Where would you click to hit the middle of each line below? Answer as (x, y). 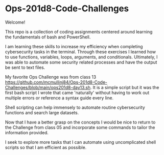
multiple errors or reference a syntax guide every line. (59, 98)
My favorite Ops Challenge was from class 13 (51, 77)
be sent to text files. (25, 67)
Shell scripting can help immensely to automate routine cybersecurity (75, 107)
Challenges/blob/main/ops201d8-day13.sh (48, 87)
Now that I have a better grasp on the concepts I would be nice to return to (80, 122)
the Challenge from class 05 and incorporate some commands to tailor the (80, 127)
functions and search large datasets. (42, 112)
